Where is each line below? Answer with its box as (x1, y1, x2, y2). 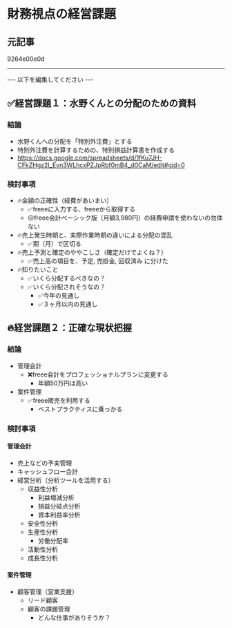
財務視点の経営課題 (7, 6, 117, 22)
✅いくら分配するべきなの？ (27, 274, 106, 282)
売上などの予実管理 (17, 459, 72, 467)
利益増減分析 (37, 493, 75, 502)
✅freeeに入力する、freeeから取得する (27, 204, 136, 213)
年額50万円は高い (37, 379, 88, 387)
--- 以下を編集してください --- (7, 75, 94, 84)
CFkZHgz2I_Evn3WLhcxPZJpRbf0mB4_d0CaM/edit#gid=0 (17, 160, 185, 169)
